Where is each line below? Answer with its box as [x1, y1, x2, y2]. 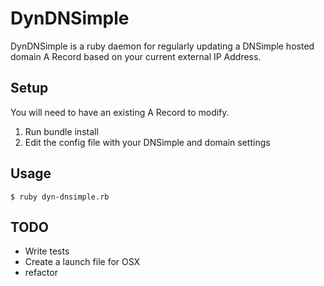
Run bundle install [24, 125, 99, 137]
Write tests [24, 245, 70, 257]
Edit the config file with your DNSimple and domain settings [24, 136, 271, 148]
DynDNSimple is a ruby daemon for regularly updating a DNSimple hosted [10, 40, 315, 52]
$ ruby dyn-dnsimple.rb [10, 192, 110, 202]
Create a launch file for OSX [24, 256, 141, 268]
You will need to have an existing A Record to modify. [10, 106, 230, 118]
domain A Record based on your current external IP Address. [10, 50, 262, 62]
